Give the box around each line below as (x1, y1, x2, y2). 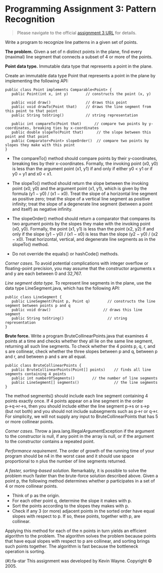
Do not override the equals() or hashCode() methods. (12, 251, 119, 256)
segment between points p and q (5, 303, 71, 308)
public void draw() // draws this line (11, 307, 143, 312)
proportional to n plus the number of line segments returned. (5, 458, 127, 464)
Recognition (5, 14, 55, 25)
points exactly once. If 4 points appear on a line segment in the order (5, 398, 144, 404)
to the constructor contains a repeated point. (5, 438, 95, 444)
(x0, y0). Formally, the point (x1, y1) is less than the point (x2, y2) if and (12, 226, 154, 232)
